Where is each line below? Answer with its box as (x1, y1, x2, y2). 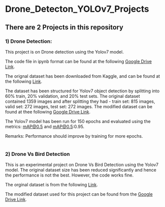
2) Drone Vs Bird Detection (5, 150, 70, 157)
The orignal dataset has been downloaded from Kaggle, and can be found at (5, 73, 160, 79)
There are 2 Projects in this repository (5, 23, 124, 31)
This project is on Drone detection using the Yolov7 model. (5, 49, 124, 55)
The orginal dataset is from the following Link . (5, 182, 98, 188)
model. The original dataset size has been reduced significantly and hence (5, 167, 157, 173)
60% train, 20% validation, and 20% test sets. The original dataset (5, 93, 140, 99)
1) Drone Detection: (5, 38, 52, 45)
